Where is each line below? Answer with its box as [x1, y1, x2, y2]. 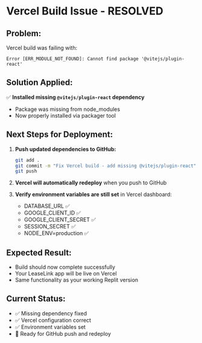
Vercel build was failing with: [6, 44, 77, 51]
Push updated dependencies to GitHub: [14, 145, 116, 153]
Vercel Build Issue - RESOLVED [6, 4, 164, 18]
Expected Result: [6, 247, 72, 257]
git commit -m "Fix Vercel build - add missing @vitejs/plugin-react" [14, 163, 197, 169]
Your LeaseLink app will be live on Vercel [14, 270, 117, 277]
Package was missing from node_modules [14, 105, 121, 113]
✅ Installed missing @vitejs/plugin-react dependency [6, 93, 145, 101]
